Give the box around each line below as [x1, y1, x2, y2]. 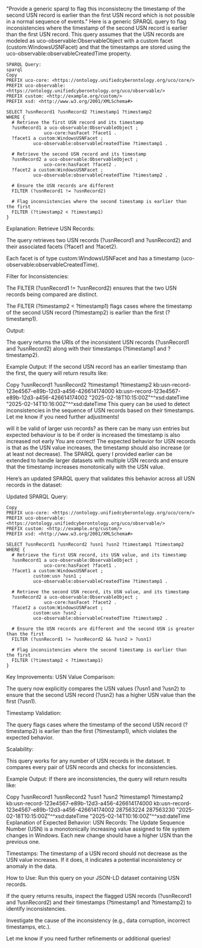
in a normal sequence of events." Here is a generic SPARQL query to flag [6, 18, 186, 25]
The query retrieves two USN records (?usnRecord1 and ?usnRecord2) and [6, 237, 191, 243]
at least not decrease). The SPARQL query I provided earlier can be [6, 451, 173, 457]
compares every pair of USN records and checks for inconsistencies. [6, 764, 177, 770]
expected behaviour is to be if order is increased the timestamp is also [6, 431, 180, 438]
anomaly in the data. [6, 862, 57, 870]
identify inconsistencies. [6, 905, 67, 912]
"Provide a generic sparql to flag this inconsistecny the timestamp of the [6, 5, 186, 12]
